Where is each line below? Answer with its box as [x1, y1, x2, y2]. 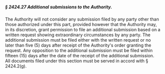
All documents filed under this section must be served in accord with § [5, 58, 149, 64]
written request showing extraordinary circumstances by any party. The [5, 32, 151, 38]
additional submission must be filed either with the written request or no [5, 37, 151, 43]
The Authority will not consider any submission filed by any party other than [5, 16, 159, 22]
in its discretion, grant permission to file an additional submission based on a [5, 26, 161, 32]
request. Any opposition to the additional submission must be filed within [5, 47, 153, 53]
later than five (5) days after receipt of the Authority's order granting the [5, 42, 152, 48]
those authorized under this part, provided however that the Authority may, [5, 21, 157, 27]
